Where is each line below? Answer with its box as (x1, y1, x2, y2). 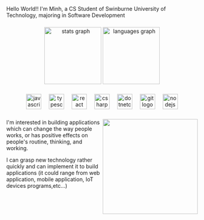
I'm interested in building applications (6, 119, 100, 126)
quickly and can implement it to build (6, 162, 98, 170)
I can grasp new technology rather (6, 156, 93, 163)
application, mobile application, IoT (6, 176, 93, 183)
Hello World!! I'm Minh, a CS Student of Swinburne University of (6, 5, 166, 12)
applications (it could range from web (6, 169, 100, 176)
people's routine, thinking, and (6, 138, 83, 145)
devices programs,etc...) (6, 182, 68, 189)
